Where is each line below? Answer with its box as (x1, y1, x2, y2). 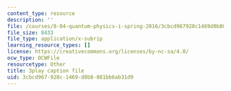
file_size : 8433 (7, 29, 54, 36)
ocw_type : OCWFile (7, 55, 60, 62)
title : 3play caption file (7, 67, 85, 74)
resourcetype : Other (7, 61, 67, 68)
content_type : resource (7, 10, 76, 17)
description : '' (7, 16, 54, 23)
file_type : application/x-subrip (7, 36, 103, 42)
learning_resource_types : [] (7, 42, 91, 49)
